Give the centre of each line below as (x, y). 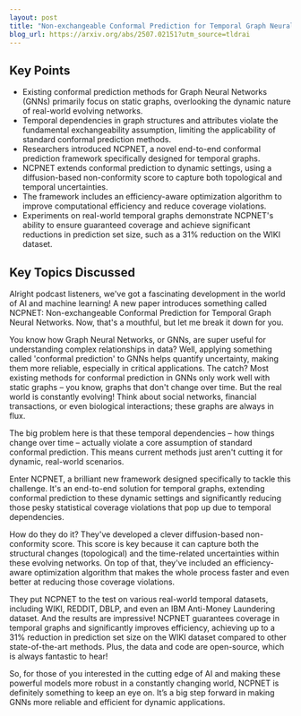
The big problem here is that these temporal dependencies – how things (142, 433)
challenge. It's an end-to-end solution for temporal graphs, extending (137, 488)
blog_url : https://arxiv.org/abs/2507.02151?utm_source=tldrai (130, 34)
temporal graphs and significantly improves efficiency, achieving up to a (142, 628)
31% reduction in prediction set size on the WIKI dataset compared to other (148, 637)
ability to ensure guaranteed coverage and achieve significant (136, 226)
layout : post (34, 17)
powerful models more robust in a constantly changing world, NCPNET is (144, 683)
